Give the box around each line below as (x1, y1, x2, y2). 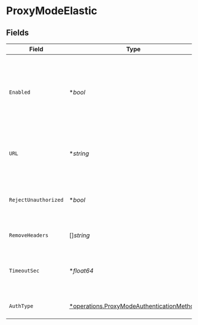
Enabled (9, 89, 31, 96)
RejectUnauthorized (9, 196, 64, 203)
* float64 (69, 267, 94, 275)
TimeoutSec (9, 267, 39, 274)
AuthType (9, 303, 34, 309)
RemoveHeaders (9, 232, 49, 238)
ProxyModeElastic (6, 4, 98, 18)
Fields (6, 28, 29, 38)
